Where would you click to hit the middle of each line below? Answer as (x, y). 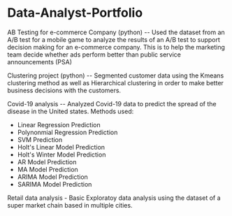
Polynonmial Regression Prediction (67, 132)
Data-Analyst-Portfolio (75, 13)
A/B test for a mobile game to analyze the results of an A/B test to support (114, 39)
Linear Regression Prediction (59, 124)
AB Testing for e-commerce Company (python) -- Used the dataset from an (116, 32)
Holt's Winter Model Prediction (61, 154)
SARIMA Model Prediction (55, 184)
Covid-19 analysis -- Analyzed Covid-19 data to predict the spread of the (112, 103)
